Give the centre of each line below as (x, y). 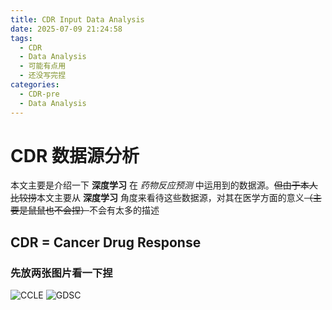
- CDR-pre (39, 94)
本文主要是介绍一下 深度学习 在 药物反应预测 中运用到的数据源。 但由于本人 (164, 185)
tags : (21, 38)
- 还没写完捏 (43, 76)
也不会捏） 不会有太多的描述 (102, 210)
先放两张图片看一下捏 (61, 273)
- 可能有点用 (43, 66)
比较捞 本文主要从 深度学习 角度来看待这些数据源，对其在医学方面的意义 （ (161, 198)
